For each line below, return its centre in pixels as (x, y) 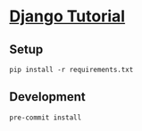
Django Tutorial (67, 16)
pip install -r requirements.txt (71, 70)
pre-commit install (46, 118)
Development (48, 97)
